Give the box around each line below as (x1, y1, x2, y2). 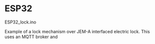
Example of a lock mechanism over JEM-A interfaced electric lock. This (4, 28, 150, 34)
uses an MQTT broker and (4, 34, 58, 40)
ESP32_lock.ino (4, 19, 37, 25)
